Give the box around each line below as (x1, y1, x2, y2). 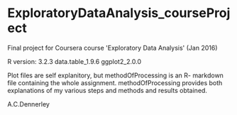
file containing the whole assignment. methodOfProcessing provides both (7, 78, 223, 87)
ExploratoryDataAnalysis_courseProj (7, 5, 231, 21)
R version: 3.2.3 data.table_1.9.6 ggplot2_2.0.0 (7, 57, 142, 65)
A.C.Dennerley (7, 99, 50, 108)
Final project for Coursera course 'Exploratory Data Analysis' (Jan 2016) (7, 43, 218, 52)
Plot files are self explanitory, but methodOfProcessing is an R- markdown (7, 71, 224, 80)
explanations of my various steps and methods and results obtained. (7, 86, 208, 94)
